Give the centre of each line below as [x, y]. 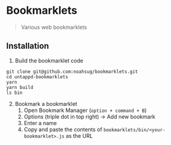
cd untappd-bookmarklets [37, 77]
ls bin [14, 93]
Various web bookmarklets [54, 27]
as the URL [79, 135]
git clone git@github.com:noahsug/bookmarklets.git [72, 72]
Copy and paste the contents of [63, 129]
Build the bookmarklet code [49, 60]
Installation [28, 46]
